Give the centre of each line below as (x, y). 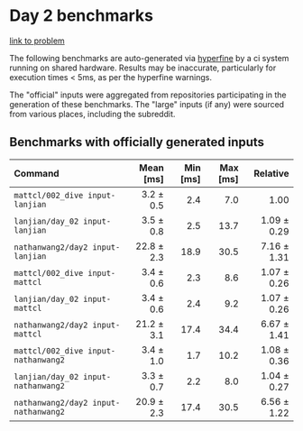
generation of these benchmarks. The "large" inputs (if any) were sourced (147, 104)
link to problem (37, 41)
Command (37, 173)
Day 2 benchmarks (81, 16)
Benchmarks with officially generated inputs (137, 142)
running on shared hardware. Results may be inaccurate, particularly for (143, 68)
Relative (271, 173)
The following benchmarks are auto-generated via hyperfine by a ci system (149, 58)
